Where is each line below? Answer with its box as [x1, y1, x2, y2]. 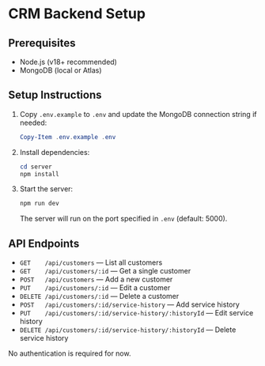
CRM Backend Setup [8, 5, 146, 23]
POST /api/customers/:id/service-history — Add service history [19, 300, 240, 309]
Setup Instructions [8, 89, 102, 102]
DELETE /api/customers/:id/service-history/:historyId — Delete [19, 325, 237, 334]
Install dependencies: [19, 147, 90, 157]
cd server [19, 163, 53, 171]
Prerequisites [8, 36, 76, 50]
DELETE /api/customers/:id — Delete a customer [19, 292, 180, 301]
